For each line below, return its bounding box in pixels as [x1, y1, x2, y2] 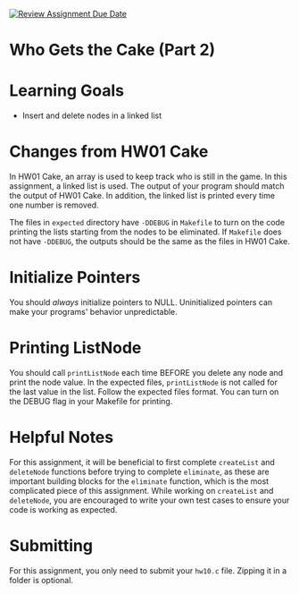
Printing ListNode [9, 338, 142, 358]
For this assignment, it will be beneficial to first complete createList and [9, 456, 275, 467]
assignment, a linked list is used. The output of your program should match [9, 181, 285, 191]
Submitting [9, 536, 94, 556]
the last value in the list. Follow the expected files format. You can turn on [9, 386, 279, 397]
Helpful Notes [9, 428, 114, 447]
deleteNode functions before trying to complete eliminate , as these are [9, 466, 270, 477]
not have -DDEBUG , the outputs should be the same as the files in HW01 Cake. [9, 236, 290, 247]
